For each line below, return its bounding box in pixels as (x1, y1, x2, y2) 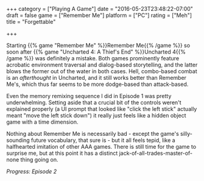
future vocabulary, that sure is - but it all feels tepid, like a (31, 137, 175, 144)
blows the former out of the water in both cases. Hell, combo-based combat (6, 68, 198, 75)
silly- (180, 130, 193, 137)
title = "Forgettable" (6, 18, 56, 25)
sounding (6, 137, 30, 144)
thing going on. (20, 156, 58, 163)
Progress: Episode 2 (6, 168, 57, 175)
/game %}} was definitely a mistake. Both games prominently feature (6, 55, 180, 62)
